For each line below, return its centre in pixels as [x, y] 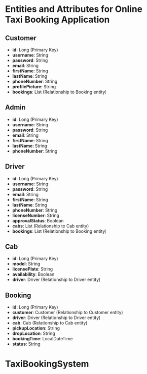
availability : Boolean [33, 274]
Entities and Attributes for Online [74, 9]
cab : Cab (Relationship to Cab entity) [50, 323]
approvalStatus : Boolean [38, 220]
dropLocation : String [34, 333]
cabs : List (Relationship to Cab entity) [51, 226]
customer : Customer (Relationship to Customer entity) [68, 313]
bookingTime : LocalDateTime [42, 339]
